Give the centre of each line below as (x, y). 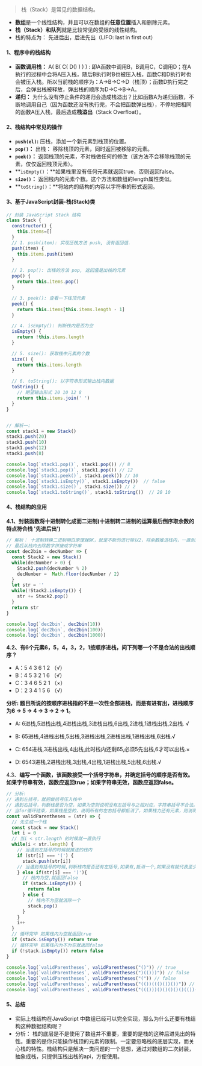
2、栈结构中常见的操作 (34, 127)
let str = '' (28, 585)
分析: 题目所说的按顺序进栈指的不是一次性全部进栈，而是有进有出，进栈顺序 (100, 703)
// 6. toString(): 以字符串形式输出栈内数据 (63, 381)
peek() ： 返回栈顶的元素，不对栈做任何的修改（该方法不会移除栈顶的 (100, 157)
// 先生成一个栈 (29, 822)
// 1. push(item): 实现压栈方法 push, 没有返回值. (71, 243)
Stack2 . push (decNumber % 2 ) (52, 568)
